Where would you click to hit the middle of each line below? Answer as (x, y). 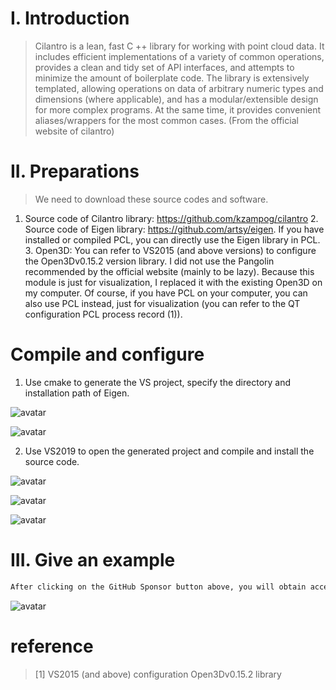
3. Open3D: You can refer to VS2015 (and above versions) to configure (170, 250)
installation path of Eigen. (77, 393)
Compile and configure (107, 354)
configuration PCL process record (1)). (103, 314)
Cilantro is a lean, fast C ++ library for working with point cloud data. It (179, 46)
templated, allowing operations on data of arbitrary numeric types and (179, 88)
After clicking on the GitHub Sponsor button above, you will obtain (158, 587)
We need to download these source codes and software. (151, 199)
